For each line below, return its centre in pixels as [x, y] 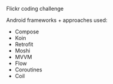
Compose [27, 32]
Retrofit [24, 44]
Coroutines [28, 70]
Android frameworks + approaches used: [57, 20]
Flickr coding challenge [35, 9]
